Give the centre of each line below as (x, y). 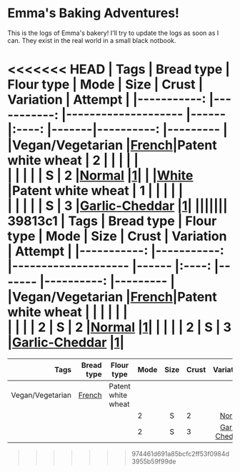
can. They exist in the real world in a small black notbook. (92, 40)
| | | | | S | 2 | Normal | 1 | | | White (100, 176)
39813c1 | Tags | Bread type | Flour (112, 221)
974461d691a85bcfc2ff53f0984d (181, 453)
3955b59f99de (154, 461)
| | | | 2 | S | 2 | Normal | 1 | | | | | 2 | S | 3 (120, 327)
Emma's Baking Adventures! (94, 13)
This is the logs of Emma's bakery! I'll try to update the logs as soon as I (113, 33)
